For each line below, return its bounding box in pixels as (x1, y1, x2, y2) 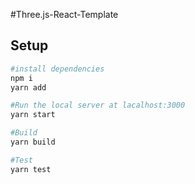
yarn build (10, 137, 56, 148)
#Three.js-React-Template (10, 9, 119, 20)
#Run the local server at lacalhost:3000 (10, 100, 186, 111)
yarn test (10, 164, 52, 174)
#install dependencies (10, 64, 105, 74)
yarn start (10, 110, 56, 120)
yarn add (10, 82, 47, 93)
